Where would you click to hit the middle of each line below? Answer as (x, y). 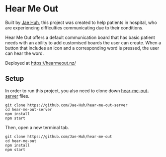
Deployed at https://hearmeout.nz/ (41, 63)
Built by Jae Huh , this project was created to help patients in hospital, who (81, 22)
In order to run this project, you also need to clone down (63, 91)
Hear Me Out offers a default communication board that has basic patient (80, 37)
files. (25, 96)
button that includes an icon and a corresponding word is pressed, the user (82, 48)
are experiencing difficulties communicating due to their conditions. (74, 27)
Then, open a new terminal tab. (37, 127)
